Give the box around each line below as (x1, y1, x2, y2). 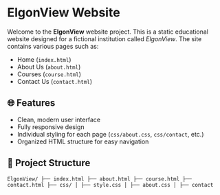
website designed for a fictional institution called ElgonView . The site (7, 34, 202, 43)
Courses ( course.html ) (16, 70, 81, 78)
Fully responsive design (16, 122, 85, 131)
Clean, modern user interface (16, 115, 101, 124)
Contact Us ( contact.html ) (16, 77, 93, 85)
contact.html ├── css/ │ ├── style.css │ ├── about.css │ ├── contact (7, 181, 214, 188)
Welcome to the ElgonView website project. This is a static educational (7, 27, 208, 36)
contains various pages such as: (7, 42, 99, 50)
